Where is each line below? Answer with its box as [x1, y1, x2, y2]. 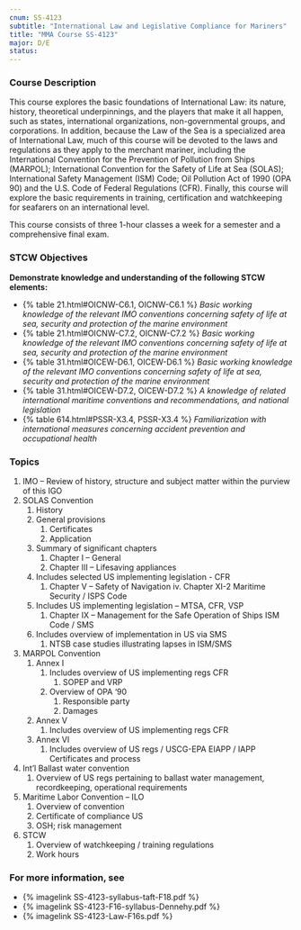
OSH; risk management [35, 820, 122, 831]
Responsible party [62, 696, 130, 707]
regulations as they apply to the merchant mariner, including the [9, 145, 246, 156]
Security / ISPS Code [49, 591, 128, 601]
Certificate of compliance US [35, 811, 144, 822]
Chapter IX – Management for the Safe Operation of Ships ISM [49, 609, 280, 621]
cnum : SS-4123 [9, 13, 63, 23]
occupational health [22, 433, 97, 444]
